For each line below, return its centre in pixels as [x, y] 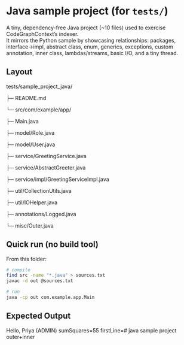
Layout [19, 72]
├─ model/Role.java [30, 132]
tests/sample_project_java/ [39, 86]
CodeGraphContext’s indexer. [42, 34]
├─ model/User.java [31, 144]
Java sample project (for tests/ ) [87, 11]
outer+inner [21, 337]
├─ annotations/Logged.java [41, 214]
